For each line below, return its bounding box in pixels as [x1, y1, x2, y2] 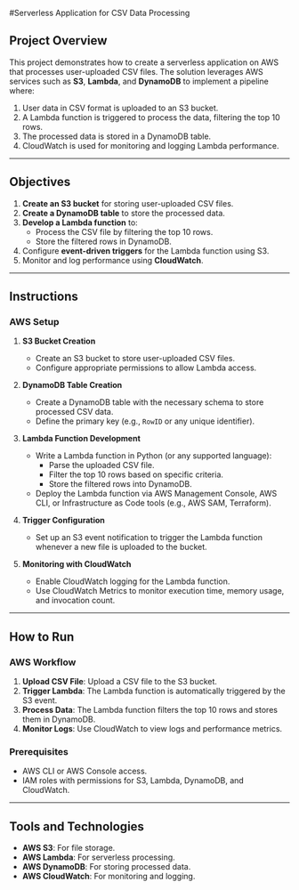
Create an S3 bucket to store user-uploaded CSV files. [35, 353, 236, 364]
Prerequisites [9, 745, 69, 757]
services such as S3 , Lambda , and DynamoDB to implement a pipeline [9, 76, 269, 86]
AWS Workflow [9, 656, 77, 668]
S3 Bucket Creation [21, 336, 96, 346]
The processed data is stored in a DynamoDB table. [21, 131, 212, 142]
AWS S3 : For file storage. [21, 843, 116, 854]
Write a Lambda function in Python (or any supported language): [35, 450, 272, 461]
